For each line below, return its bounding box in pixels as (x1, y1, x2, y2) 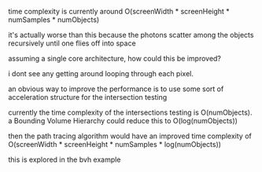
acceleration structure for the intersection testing (8, 93, 168, 101)
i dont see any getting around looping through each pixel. (8, 69, 194, 78)
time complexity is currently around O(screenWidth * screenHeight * (8, 7, 230, 16)
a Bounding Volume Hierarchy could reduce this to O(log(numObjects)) (8, 116, 238, 125)
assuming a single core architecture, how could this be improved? (8, 54, 222, 63)
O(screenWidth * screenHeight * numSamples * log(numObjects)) (8, 140, 222, 148)
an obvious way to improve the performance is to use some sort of (8, 84, 224, 93)
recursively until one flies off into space (8, 38, 136, 48)
